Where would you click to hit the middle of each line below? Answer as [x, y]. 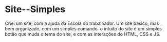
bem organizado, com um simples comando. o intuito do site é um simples [83, 28]
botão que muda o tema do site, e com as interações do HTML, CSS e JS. [83, 34]
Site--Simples [35, 9]
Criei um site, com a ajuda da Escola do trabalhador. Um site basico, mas [82, 23]
